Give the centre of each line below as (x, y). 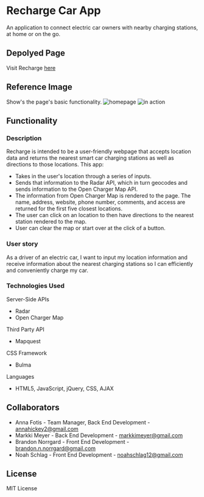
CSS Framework (27, 353)
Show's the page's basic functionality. (54, 102)
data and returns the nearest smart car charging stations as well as (90, 158)
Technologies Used (36, 286)
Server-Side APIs (28, 299)
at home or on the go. (33, 34)
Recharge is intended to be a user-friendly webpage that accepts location (99, 152)
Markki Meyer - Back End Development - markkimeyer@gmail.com (99, 435)
